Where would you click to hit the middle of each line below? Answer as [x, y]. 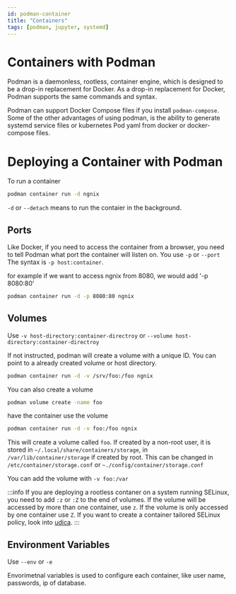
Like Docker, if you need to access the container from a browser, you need [116, 247]
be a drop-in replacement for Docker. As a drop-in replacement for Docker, [116, 89]
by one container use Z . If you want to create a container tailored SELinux [114, 515]
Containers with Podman [82, 62]
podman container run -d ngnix [53, 194]
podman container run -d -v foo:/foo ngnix [72, 429]
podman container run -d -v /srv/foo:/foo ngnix [80, 376]
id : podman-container [39, 14]
